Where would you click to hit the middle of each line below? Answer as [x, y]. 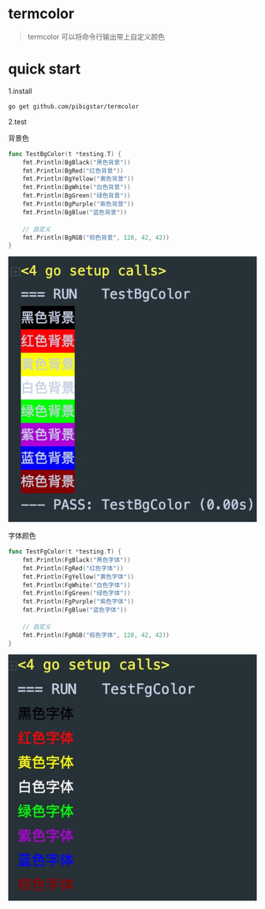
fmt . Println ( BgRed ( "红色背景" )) [73, 171]
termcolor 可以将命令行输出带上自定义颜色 [96, 36]
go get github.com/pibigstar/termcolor [74, 106]
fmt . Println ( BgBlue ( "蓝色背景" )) [75, 212]
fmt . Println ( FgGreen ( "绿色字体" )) [77, 593]
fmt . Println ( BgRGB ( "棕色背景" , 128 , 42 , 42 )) [96, 237]
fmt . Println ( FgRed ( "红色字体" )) [73, 568]
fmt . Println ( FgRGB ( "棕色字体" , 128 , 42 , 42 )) [96, 635]
